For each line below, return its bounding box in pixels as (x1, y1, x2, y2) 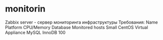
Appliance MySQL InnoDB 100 (5, 29, 66, 35)
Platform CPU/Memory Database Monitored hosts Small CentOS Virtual (5, 24, 148, 30)
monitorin (5, 3, 46, 14)
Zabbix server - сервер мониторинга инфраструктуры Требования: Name (5, 19, 158, 25)
